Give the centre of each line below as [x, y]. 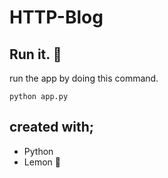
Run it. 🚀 [35, 54]
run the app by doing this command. [84, 78]
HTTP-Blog [56, 17]
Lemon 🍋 [42, 162]
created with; [52, 127]
